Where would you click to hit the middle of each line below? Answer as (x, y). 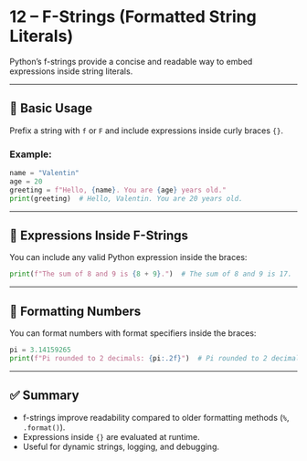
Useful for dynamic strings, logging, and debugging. (121, 446)
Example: (31, 154)
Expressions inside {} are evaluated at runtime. (111, 436)
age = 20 (26, 181)
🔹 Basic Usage (51, 108)
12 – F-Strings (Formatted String (133, 17)
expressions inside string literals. (71, 71)
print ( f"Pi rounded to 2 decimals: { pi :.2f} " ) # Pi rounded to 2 (138, 358)
